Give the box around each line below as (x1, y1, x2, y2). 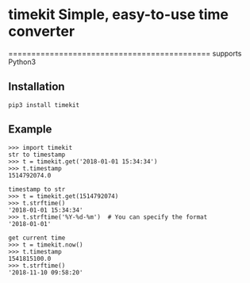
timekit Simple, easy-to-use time (8, 6, 229, 24)
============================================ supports (8, 48, 242, 58)
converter (8, 22, 75, 40)
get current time (8, 234, 66, 242)
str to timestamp (8, 151, 66, 159)
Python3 (8, 57, 37, 67)
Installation (8, 80, 65, 94)
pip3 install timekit (8, 101, 80, 109)
